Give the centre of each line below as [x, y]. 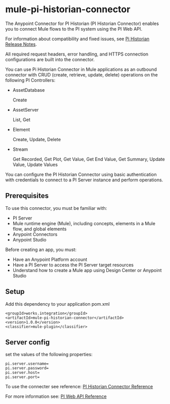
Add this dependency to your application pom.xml [58, 304]
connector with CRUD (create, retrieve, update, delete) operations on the [81, 74]
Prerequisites [27, 196]
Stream [20, 149]
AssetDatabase [29, 90]
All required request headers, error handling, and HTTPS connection [77, 54]
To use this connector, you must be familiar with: [56, 208]
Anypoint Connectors [35, 234]
